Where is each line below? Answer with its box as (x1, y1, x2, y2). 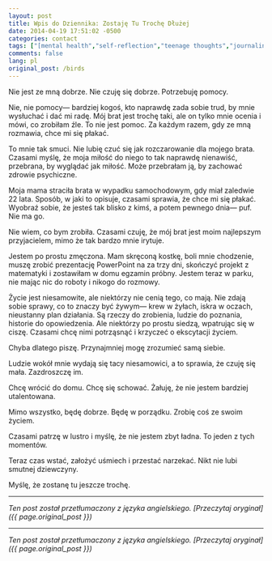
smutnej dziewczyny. (8, 464, 79, 474)
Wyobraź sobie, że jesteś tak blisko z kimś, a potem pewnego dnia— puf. (8, 202, 253, 212)
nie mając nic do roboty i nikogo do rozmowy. (8, 277, 160, 287)
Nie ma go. (8, 211, 45, 221)
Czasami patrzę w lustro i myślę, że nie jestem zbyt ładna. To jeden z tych (8, 431, 255, 441)
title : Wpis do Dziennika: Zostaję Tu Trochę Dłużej (8, 19, 190, 28)
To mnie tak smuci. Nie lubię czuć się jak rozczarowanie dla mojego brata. (8, 143, 255, 154)
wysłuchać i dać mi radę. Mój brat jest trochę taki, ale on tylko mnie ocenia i (8, 111, 261, 121)
